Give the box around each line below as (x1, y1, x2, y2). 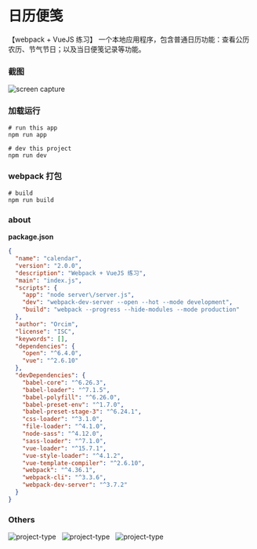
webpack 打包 (8, 170, 63, 181)
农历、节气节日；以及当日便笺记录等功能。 (8, 44, 146, 53)
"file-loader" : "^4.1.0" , (22, 423, 107, 430)
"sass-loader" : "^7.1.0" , (22, 437, 107, 445)
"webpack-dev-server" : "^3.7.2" (22, 481, 128, 489)
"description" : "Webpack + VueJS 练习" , (15, 269, 147, 277)
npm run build (8, 196, 55, 204)
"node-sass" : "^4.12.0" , (22, 430, 103, 437)
